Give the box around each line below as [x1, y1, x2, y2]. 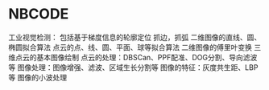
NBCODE [8, 5, 69, 23]
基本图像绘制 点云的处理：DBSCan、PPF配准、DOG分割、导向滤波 [35, 52, 258, 62]
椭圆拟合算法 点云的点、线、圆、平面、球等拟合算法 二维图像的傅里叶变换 [8, 42, 252, 52]
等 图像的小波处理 [8, 72, 67, 82]
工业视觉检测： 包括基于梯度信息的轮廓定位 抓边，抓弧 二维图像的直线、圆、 [8, 32, 262, 42]
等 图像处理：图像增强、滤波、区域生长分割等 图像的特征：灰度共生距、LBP [8, 62, 259, 72]
